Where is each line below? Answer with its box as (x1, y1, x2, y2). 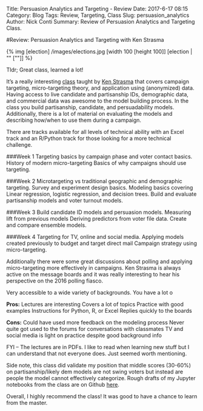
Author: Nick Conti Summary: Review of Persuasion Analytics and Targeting (6, 18, 195, 25)
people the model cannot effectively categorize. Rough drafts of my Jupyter (6, 375, 196, 381)
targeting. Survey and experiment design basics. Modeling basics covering (6, 184, 193, 191)
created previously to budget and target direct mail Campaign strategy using (6, 239, 197, 247)
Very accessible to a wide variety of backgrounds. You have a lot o (6, 289, 173, 296)
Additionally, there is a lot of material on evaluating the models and (6, 110, 173, 117)
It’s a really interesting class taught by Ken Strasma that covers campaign (6, 78, 190, 85)
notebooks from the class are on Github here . (6, 381, 120, 388)
